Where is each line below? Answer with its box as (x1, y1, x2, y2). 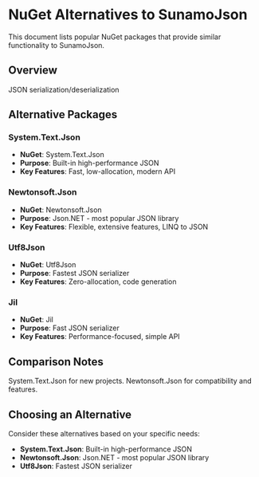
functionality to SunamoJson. (8, 40, 105, 49)
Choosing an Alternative (8, 408, 132, 421)
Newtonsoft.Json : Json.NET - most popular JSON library (19, 452, 210, 462)
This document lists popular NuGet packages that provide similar (8, 32, 222, 41)
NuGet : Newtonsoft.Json (19, 205, 102, 215)
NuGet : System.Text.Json (19, 150, 105, 160)
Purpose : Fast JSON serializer (19, 323, 120, 333)
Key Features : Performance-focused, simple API (19, 332, 181, 341)
